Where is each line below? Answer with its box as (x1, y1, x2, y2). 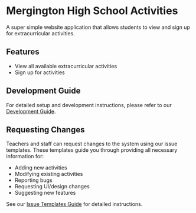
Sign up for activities (14, 69, 65, 76)
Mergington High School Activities (6, 4, 178, 18)
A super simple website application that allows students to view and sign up (6, 24, 191, 31)
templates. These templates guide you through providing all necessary (6, 147, 178, 154)
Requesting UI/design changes (14, 183, 90, 190)
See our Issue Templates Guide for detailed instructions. (6, 201, 143, 208)
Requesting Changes (6, 125, 85, 135)
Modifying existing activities (14, 171, 83, 178)
